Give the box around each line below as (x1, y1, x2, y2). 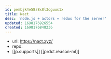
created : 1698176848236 (5, 25, 53, 30)
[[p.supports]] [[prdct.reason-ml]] (12, 49, 80, 55)
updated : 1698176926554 (5, 20, 53, 26)
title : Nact (5, 12, 29, 16)
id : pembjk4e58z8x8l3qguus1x (5, 7, 64, 12)
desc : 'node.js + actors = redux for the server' (5, 16, 107, 21)
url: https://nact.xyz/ (12, 38, 53, 44)
